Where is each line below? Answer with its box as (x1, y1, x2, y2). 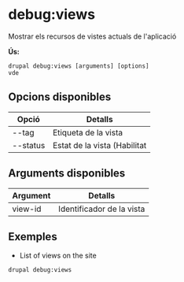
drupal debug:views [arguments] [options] (8, 61, 149, 70)
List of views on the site (19, 250, 97, 261)
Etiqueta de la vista (52, 127, 123, 138)
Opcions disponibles (8, 91, 112, 104)
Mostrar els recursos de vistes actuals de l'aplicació (8, 32, 177, 41)
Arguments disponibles (8, 167, 126, 180)
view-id (12, 203, 42, 214)
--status (12, 139, 46, 150)
